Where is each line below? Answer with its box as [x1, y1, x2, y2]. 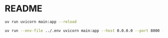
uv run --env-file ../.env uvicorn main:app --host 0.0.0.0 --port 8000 [5, 28, 160, 33]
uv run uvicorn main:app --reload [5, 19, 77, 24]
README [5, 3, 43, 14]
